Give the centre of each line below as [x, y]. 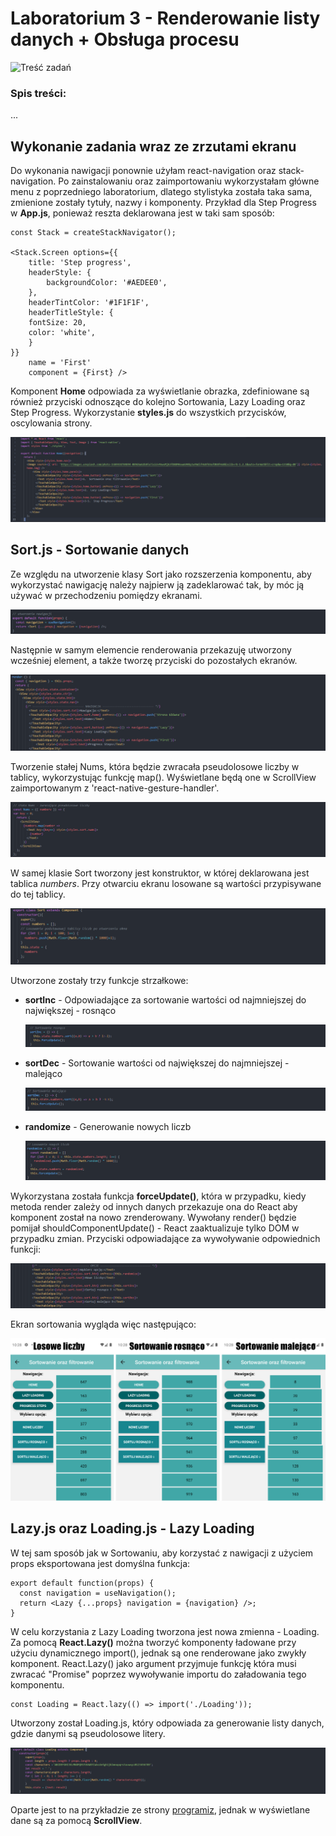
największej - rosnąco [70, 1010]
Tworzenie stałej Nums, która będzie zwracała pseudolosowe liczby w [155, 766]
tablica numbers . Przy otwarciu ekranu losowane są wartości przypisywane [166, 884]
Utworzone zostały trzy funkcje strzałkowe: [99, 980]
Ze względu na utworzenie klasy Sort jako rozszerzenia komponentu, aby [161, 574]
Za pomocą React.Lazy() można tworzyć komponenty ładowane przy [153, 1642]
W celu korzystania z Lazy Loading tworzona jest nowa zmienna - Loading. [165, 1631]
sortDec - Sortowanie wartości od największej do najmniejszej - [157, 1063]
